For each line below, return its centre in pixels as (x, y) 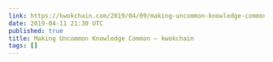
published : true (36, 31)
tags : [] (23, 46)
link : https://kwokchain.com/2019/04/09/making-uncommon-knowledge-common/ (139, 16)
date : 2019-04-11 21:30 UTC (56, 23)
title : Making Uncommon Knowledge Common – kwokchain (102, 38)
